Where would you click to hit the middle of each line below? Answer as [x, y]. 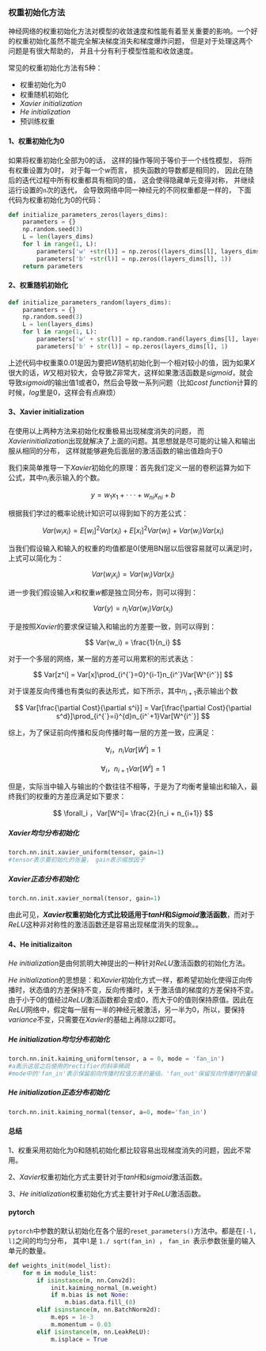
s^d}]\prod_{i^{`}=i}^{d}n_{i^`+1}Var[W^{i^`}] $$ [133, 716]
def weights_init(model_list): [60, 1265]
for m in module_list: [60, 1273]
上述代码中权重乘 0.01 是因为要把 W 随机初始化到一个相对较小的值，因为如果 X [132, 363]
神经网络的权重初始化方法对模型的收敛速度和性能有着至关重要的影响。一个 [129, 31]
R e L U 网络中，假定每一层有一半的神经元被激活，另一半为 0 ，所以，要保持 [127, 1010]
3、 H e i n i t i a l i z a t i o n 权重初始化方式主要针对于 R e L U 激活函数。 [107, 1193]
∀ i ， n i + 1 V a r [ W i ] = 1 [133, 769]
